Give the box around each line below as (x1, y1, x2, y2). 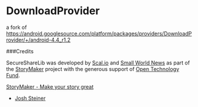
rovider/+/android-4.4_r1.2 (6, 36, 71, 43)
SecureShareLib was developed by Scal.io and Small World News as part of (6, 59, 190, 66)
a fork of (6, 24, 27, 31)
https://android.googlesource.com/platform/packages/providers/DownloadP (6, 30, 192, 37)
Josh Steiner (14, 95, 46, 102)
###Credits (6, 47, 34, 54)
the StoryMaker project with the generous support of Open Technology (6, 65, 180, 72)
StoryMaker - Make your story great (6, 83, 94, 90)
